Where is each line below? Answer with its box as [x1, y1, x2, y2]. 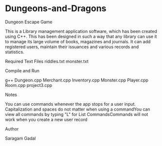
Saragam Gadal [5, 135, 36, 141]
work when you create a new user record [5, 116, 88, 122]
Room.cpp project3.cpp [5, 82, 53, 88]
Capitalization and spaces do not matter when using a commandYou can [5, 106, 150, 112]
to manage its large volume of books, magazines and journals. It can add [5, 38, 151, 44]
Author [5, 126, 19, 131]
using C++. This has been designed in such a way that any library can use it [5, 33, 157, 39]
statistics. [5, 49, 24, 55]
